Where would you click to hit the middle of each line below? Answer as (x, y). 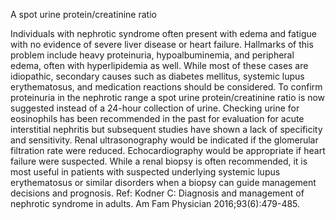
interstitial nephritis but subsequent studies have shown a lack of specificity (166, 129)
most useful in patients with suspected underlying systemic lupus (145, 172)
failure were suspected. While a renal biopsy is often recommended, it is (159, 161)
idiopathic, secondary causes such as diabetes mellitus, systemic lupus (157, 76)
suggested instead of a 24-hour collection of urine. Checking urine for (155, 108)
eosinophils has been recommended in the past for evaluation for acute (157, 118)
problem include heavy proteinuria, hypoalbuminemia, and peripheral (152, 55)
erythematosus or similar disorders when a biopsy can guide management (163, 182)
